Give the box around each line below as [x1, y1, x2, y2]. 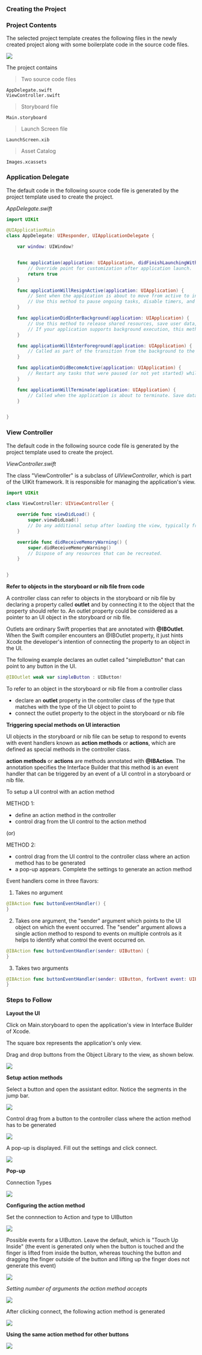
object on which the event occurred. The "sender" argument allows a [14, 923, 186, 931]
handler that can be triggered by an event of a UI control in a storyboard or [6, 770, 191, 777]
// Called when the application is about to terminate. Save [28, 392, 185, 398]
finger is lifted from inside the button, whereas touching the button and [6, 1249, 182, 1256]
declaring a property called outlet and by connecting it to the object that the [6, 601, 195, 608]
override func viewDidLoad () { [17, 511, 96, 517]
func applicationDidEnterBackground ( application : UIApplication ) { [17, 315, 189, 321]
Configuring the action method [6, 1202, 85, 1209]
